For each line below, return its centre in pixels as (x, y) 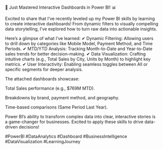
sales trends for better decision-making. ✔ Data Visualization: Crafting (75, 54)
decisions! (29, 127)
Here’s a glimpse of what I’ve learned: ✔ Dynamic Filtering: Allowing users (79, 38)
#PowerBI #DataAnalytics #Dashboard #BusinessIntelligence (66, 136)
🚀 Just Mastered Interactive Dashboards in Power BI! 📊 (61, 7)
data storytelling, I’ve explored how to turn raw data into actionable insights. (81, 29)
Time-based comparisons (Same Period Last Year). (56, 107)
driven (11, 127)
